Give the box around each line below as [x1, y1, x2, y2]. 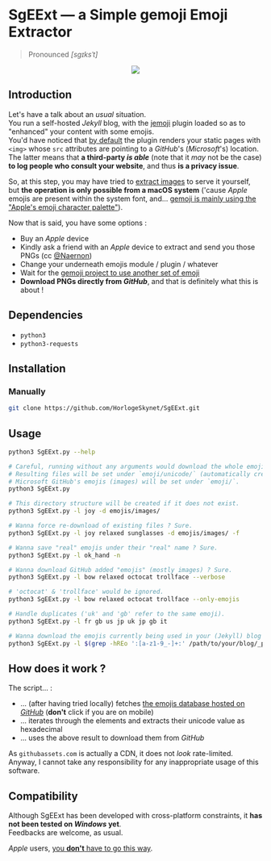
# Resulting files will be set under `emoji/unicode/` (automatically [8, 470, 251, 478]
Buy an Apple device [19, 233, 90, 243]
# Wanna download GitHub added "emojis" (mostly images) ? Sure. [8, 566, 232, 574]
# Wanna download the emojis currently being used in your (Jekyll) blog [8, 632, 262, 640]
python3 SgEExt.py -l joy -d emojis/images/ [8, 507, 161, 516]
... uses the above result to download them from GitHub [19, 733, 205, 743]
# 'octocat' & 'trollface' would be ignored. [8, 587, 164, 596]
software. [8, 766, 40, 775]
